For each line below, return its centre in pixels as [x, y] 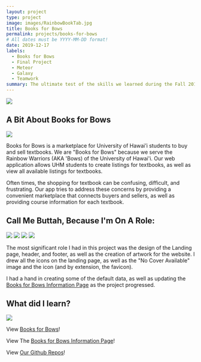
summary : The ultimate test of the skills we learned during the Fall [96, 85]
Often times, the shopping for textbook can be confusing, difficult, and [93, 183]
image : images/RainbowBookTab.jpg [49, 23]
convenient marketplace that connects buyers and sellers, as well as [91, 195]
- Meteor [22, 68]
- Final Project [32, 62]
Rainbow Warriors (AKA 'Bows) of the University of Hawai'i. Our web [91, 158]
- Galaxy [22, 73]
